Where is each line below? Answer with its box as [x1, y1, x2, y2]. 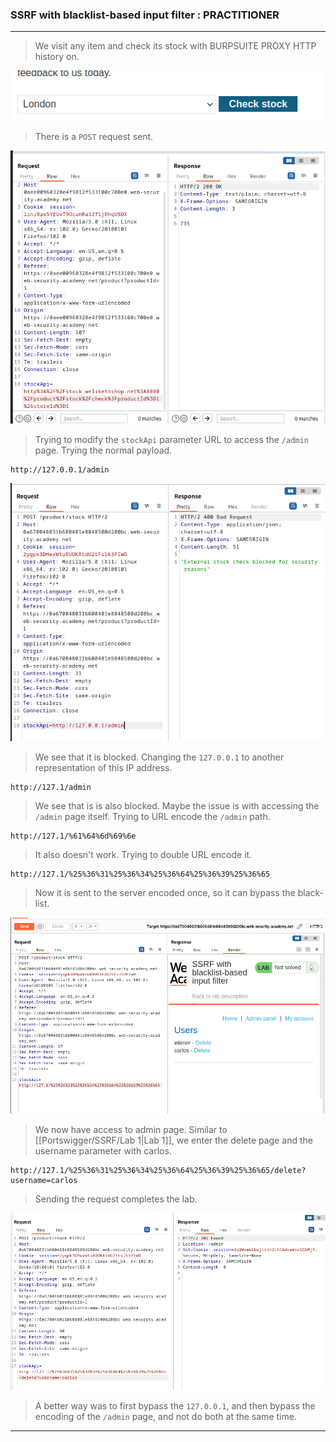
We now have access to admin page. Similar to [34, 1123, 228, 1135]
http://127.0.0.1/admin [10, 464, 110, 475]
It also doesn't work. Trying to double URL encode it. [34, 848, 253, 860]
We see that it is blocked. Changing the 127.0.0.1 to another [34, 751, 285, 763]
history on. [34, 51, 80, 63]
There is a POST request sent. [34, 130, 154, 142]
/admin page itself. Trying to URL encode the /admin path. [34, 810, 271, 822]
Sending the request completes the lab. [34, 1193, 198, 1205]
